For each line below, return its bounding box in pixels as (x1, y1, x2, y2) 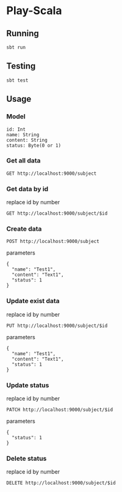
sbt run (6, 44, 26, 50)
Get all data (6, 156, 41, 165)
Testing (6, 61, 36, 71)
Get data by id (6, 185, 49, 193)
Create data (6, 225, 42, 233)
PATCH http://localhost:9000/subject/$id (6, 406, 113, 413)
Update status (6, 381, 49, 390)
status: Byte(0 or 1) (6, 142, 62, 148)
